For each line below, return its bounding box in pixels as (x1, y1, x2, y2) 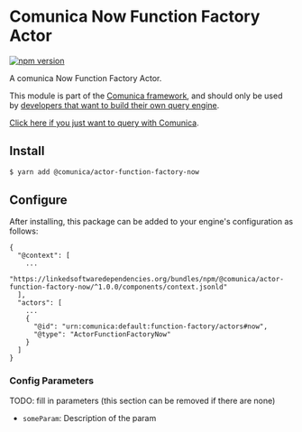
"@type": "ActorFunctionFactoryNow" (32, 330, 171, 339)
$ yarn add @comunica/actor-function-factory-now (9, 167, 200, 177)
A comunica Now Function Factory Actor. (9, 72, 162, 83)
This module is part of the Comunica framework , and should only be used (9, 90, 283, 101)
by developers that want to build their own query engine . (9, 99, 220, 110)
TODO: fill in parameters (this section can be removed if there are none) (9, 395, 276, 406)
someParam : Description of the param (22, 412, 157, 423)
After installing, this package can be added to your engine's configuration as (9, 216, 294, 227)
